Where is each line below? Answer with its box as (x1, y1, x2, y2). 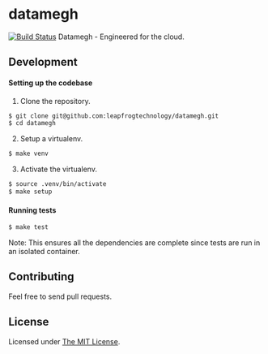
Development (8, 55, 79, 69)
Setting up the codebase (8, 78, 93, 88)
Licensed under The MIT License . (8, 336, 121, 346)
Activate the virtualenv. (19, 164, 97, 175)
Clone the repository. (19, 96, 91, 106)
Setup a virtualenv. (19, 134, 83, 144)
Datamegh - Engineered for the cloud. (57, 32, 185, 41)
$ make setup (8, 188, 53, 196)
